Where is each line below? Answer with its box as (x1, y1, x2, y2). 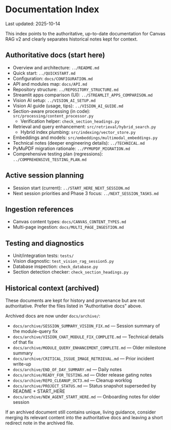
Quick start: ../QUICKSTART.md (12, 70, 76, 76)
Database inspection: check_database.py (12, 263, 99, 270)
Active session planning (5, 171, 84, 180)
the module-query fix (12, 328, 58, 334)
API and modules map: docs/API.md (12, 81, 87, 87)
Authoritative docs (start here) (5, 51, 105, 60)
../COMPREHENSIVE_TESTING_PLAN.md (12, 157, 87, 162)
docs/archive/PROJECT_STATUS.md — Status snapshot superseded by (12, 383, 157, 388)
